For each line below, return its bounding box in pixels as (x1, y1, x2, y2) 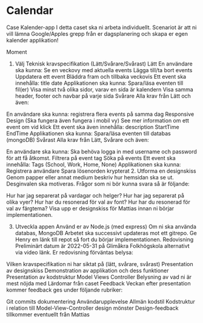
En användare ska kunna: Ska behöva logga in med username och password (6, 148, 197, 155)
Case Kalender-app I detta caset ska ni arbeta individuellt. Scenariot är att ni (6, 24, 197, 31)
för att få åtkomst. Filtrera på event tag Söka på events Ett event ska (6, 154, 176, 161)
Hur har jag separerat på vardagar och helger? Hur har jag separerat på (6, 191, 185, 199)
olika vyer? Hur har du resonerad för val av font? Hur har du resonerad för (6, 198, 191, 205)
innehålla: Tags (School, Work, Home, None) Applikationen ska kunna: (6, 161, 181, 168)
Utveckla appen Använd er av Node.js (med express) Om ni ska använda (15, 222, 197, 230)
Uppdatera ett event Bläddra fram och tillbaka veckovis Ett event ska (15, 73, 187, 80)
